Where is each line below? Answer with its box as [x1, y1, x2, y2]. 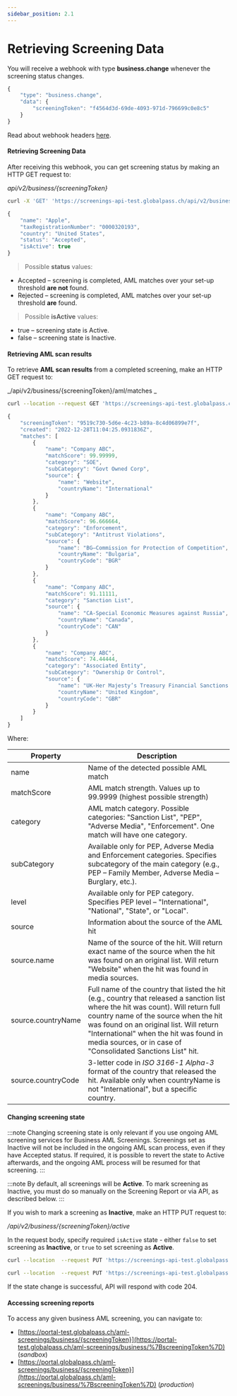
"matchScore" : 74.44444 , [44, 656, 119, 663]
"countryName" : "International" [57, 485, 153, 492]
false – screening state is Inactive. [17, 333, 116, 342]
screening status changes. [7, 71, 85, 80]
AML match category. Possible [87, 804, 189, 813]
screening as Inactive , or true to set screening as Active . [7, 1243, 175, 1252]
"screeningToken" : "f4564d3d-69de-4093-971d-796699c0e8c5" [32, 105, 210, 112]
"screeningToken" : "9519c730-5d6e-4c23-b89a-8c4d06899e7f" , [20, 419, 200, 426]
